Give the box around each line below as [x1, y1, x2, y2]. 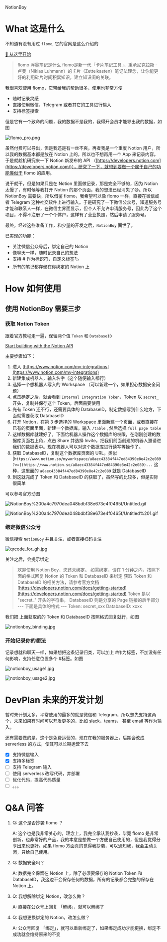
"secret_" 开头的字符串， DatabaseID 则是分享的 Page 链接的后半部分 [17, 597, 160, 603]
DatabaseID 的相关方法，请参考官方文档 [17, 579, 99, 585]
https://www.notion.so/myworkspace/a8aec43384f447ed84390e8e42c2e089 [14, 456, 162, 462]
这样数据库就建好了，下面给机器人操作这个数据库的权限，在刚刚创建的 [12, 431, 157, 437]
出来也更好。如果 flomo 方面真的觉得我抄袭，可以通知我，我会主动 [16, 842, 153, 849]
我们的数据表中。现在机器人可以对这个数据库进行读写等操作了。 [12, 444, 143, 450]
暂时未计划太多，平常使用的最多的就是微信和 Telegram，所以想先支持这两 [5, 712, 157, 718]
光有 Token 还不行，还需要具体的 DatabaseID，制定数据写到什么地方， [12, 406, 158, 412]
